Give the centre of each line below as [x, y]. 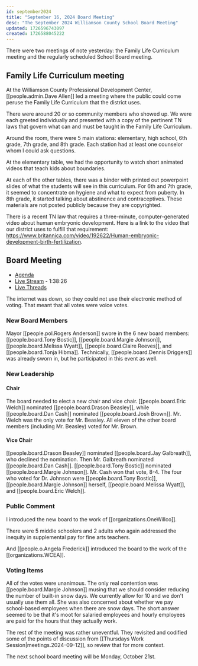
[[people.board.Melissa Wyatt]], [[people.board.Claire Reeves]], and [89, 346]
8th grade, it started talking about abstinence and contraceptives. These [94, 199]
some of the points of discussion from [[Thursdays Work [75, 639]
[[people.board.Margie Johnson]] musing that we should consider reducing [98, 589]
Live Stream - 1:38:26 [41, 281]
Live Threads [31, 287]
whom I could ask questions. [41, 150]
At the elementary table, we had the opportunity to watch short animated [95, 162]
